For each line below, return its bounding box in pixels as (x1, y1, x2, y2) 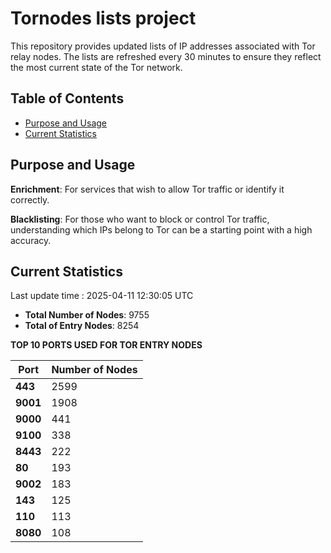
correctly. (10, 193, 50, 206)
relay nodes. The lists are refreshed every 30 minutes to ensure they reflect (10, 50, 322, 62)
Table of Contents (10, 90, 125, 107)
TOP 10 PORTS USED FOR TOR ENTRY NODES (10, 339, 203, 351)
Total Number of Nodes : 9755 (24, 309, 150, 321)
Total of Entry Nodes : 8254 (24, 320, 140, 332)
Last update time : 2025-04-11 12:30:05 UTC (10, 290, 194, 302)
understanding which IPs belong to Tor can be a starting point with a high (10, 223, 313, 236)
